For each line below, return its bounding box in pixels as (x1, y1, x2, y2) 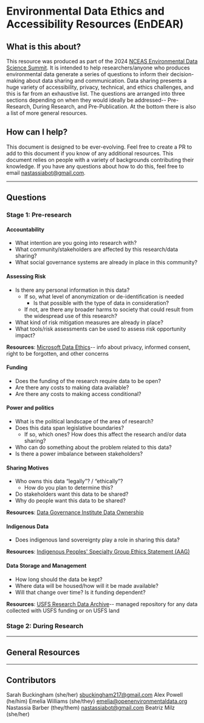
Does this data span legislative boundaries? (15, 424, 124, 431)
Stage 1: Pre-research (6, 211, 72, 219)
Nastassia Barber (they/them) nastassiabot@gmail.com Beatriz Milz (6, 704, 175, 711)
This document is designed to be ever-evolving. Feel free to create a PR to (6, 143, 192, 150)
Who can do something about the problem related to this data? (15, 443, 172, 451)
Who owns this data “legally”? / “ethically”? (15, 478, 123, 485)
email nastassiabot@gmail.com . (6, 169, 86, 176)
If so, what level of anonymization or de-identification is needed (24, 292, 184, 300)
